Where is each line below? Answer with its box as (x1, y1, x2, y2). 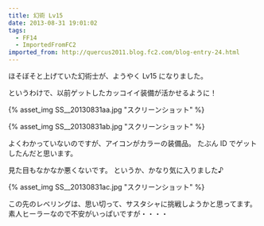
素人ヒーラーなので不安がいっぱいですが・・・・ (8, 209, 169, 218)
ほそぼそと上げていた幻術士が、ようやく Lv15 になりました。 (8, 71, 208, 80)
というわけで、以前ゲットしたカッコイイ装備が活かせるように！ (8, 88, 217, 98)
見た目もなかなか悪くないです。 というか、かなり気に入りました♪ (8, 166, 224, 174)
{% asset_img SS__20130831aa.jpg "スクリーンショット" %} (8, 105, 205, 114)
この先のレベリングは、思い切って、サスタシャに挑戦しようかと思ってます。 (8, 199, 257, 209)
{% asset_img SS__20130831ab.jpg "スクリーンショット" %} (8, 122, 205, 131)
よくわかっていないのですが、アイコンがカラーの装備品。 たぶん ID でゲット (8, 139, 257, 147)
